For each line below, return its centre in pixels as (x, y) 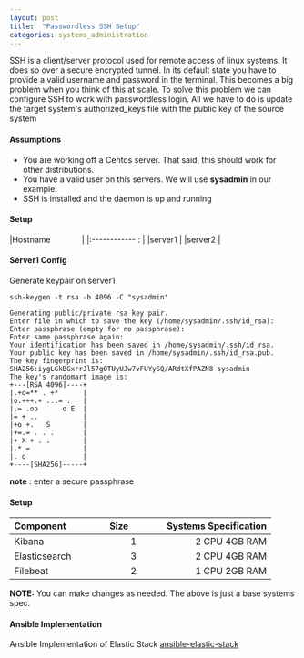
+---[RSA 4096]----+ (49, 385)
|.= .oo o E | (49, 409)
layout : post (34, 18)
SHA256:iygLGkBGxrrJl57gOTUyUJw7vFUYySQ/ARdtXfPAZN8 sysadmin (130, 369)
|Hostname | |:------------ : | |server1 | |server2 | (115, 239)
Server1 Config (38, 260)
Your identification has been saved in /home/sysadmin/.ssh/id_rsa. (142, 345)
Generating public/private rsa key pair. (89, 313)
